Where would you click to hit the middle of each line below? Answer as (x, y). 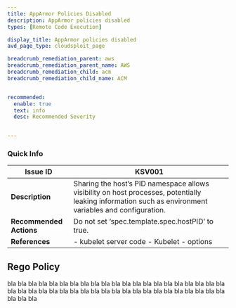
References (31, 242)
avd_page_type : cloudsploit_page (56, 46)
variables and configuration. (120, 210)
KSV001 (149, 172)
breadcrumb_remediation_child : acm (59, 72)
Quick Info (25, 154)
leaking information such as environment (140, 201)
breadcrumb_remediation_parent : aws (61, 59)
